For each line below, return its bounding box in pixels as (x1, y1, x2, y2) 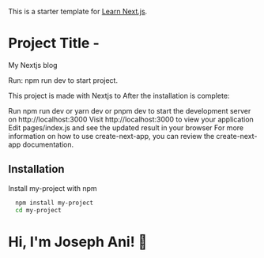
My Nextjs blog (8, 60, 58, 69)
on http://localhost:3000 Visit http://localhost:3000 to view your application (8, 114, 255, 124)
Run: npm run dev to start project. (8, 75, 119, 85)
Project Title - (8, 35, 100, 52)
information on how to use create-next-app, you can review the (8, 131, 215, 140)
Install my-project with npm (8, 183, 97, 193)
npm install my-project (15, 199, 93, 207)
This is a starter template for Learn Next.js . (8, 7, 148, 16)
